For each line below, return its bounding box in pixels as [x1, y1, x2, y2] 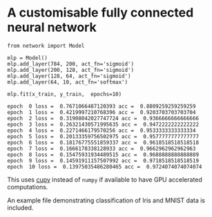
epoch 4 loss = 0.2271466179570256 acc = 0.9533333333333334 [7, 126, 196, 134]
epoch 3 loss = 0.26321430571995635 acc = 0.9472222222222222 [7, 121, 199, 128]
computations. [7, 182, 48, 191]
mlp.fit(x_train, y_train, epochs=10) [7, 91, 122, 97]
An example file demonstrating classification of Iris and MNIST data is [7, 196, 206, 205]
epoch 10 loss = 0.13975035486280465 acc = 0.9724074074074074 [7, 163, 202, 170]
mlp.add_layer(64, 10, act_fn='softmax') [7, 78, 128, 86]
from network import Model [7, 42, 85, 49]
